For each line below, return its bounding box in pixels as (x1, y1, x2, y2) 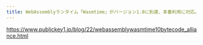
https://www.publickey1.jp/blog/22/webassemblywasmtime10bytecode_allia (6, 26, 197, 33)
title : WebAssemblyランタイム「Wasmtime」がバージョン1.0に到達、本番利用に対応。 (6, 9, 200, 15)
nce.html (6, 32, 29, 40)
